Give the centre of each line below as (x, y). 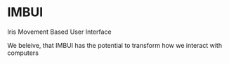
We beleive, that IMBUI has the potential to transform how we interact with (115, 45)
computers (23, 53)
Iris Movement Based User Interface (59, 32)
